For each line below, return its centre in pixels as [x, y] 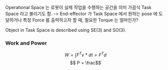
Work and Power [26, 43]
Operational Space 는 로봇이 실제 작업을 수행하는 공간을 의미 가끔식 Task [78, 7]
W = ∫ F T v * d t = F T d [86, 54]
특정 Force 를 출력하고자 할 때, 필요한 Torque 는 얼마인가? [80, 20]
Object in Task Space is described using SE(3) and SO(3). [66, 30]
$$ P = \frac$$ [86, 62]
